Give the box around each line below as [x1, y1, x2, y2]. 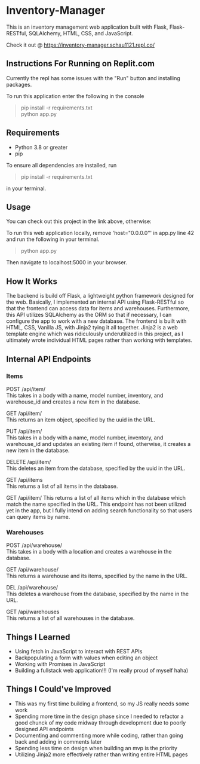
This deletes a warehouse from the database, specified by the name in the [6, 590, 189, 598]
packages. [6, 81, 32, 88]
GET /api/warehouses [6, 608, 60, 616]
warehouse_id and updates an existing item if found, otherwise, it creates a [6, 440, 191, 447]
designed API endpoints [14, 725, 74, 732]
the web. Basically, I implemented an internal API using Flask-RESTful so [6, 298, 184, 305]
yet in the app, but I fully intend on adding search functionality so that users [6, 506, 192, 514]
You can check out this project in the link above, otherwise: [6, 218, 152, 225]
